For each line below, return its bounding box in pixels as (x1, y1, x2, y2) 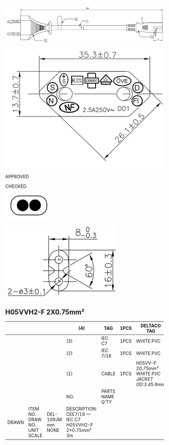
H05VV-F (136, 360, 157, 366)
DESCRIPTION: (66, 406, 97, 412)
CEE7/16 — (66, 411, 91, 417)
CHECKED (5, 183, 27, 189)
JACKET (136, 376, 153, 382)
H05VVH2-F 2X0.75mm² (5, 308, 84, 316)
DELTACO (140, 322, 161, 328)
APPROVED (5, 173, 29, 179)
